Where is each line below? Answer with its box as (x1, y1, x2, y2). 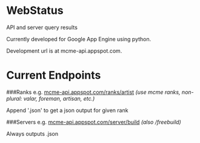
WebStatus (6, 4, 64, 18)
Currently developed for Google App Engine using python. (6, 35, 152, 42)
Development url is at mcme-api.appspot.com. (6, 47, 122, 55)
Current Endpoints (6, 68, 101, 82)
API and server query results (6, 24, 78, 31)
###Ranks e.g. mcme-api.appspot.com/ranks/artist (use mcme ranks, (6, 88, 181, 96)
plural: (6, 95, 22, 102)
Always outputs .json (6, 130, 59, 137)
